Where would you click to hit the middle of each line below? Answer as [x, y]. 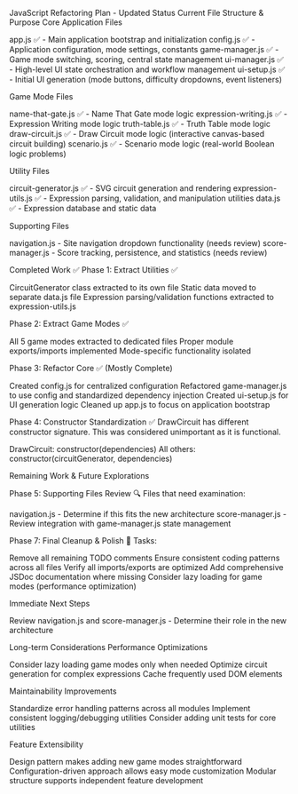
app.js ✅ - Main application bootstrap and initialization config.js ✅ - [132, 40]
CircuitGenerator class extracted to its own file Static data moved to [133, 287]
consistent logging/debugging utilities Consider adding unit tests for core [143, 718]
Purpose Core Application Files [66, 22]
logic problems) [38, 154]
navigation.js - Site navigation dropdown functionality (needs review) [135, 243]
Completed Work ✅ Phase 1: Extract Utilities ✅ [94, 270]
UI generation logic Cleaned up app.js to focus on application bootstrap [140, 405]
